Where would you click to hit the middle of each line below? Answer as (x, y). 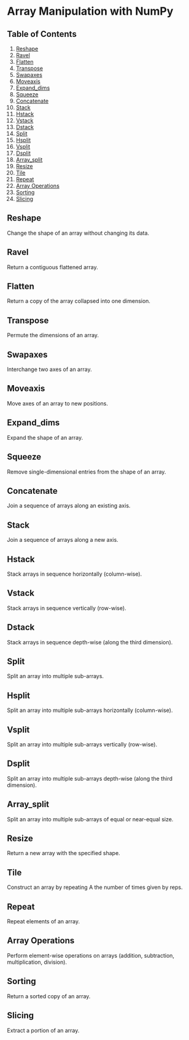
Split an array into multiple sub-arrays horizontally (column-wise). (90, 710)
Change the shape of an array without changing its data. (78, 233)
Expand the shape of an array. (45, 437)
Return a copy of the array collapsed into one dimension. (79, 301)
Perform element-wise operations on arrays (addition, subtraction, (91, 955)
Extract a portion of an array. (43, 1030)
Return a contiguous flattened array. (52, 267)
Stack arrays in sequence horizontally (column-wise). (75, 574)
